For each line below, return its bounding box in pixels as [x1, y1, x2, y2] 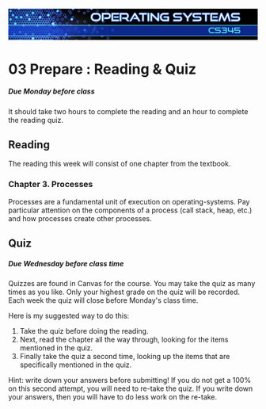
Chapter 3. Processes [8, 179, 93, 190]
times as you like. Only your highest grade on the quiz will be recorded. [8, 287, 240, 297]
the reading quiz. [8, 115, 63, 124]
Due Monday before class [8, 86, 95, 96]
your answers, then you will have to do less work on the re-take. [8, 392, 218, 402]
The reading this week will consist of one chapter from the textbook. [8, 159, 231, 169]
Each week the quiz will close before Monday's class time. [8, 296, 199, 305]
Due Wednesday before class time [8, 258, 124, 268]
